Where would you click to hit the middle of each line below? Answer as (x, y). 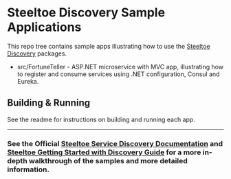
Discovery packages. (37, 53)
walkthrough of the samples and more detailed (108, 160)
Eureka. (28, 81)
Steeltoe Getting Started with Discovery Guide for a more (104, 152)
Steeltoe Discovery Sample (86, 13)
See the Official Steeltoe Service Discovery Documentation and (115, 143)
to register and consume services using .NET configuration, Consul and (118, 74)
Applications (44, 27)
